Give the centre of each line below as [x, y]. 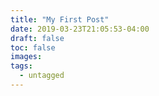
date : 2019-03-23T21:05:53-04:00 [80, 29]
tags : [21, 66]
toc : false [33, 47]
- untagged [42, 76]
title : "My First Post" [60, 19]
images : [26, 57]
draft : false [37, 38]
